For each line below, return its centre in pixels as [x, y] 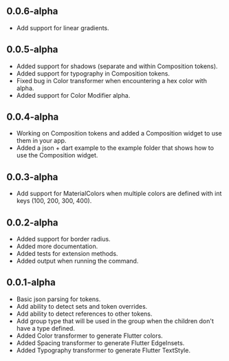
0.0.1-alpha [31, 282]
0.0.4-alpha [33, 117]
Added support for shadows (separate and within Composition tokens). [117, 66]
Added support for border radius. [63, 239]
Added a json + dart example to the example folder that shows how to [115, 148]
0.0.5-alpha [32, 50]
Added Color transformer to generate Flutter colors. [89, 336]
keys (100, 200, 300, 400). [54, 201]
